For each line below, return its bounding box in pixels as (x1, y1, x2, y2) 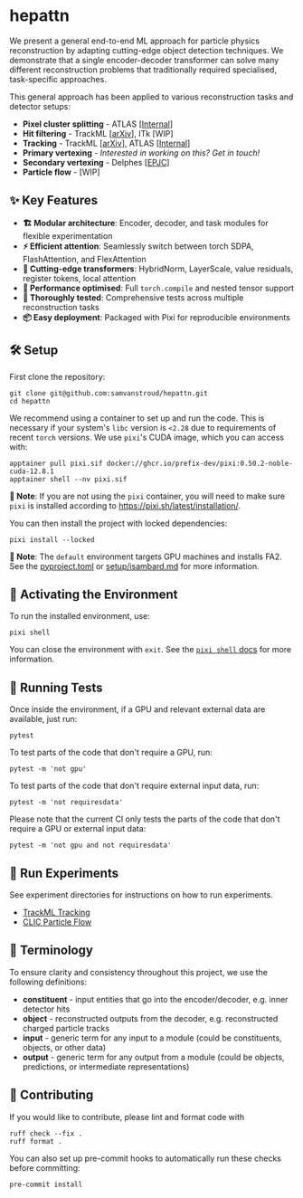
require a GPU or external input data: (9, 823, 147, 834)
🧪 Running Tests (9, 680, 103, 695)
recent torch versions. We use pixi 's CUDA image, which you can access (9, 432, 285, 442)
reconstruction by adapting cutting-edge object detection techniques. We (9, 44, 284, 55)
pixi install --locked (9, 535, 95, 544)
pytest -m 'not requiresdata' (9, 798, 124, 807)
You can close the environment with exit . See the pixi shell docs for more (9, 644, 292, 655)
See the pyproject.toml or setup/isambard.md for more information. (9, 560, 260, 571)
